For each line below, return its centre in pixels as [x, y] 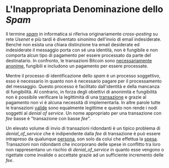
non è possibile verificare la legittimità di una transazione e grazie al [76, 97]
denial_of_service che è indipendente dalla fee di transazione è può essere [83, 133]
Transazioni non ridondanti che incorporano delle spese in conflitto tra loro [83, 144]
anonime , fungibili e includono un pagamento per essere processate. [77, 66]
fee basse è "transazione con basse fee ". [48, 118]
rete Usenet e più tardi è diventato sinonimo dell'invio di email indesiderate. [83, 39]
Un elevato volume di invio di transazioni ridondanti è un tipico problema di [83, 128]
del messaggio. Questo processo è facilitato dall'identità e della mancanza [83, 86]
